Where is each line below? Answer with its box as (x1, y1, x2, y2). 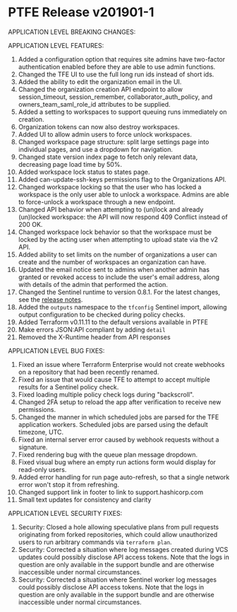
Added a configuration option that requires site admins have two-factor (18, 54, 226, 64)
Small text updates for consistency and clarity (18, 495, 152, 504)
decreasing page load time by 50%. (18, 160, 123, 168)
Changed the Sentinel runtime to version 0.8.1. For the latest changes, (18, 288, 221, 296)
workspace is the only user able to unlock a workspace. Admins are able (18, 190, 230, 199)
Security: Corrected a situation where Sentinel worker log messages (18, 575, 217, 584)
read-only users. (18, 465, 67, 473)
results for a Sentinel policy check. (18, 382, 119, 391)
